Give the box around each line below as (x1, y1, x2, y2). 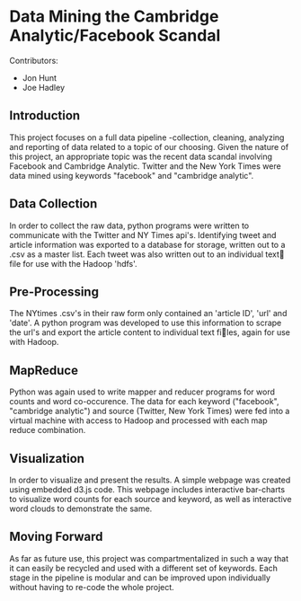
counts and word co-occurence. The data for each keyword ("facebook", (9, 396, 279, 407)
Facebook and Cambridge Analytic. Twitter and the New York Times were (9, 160, 281, 172)
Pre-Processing (9, 284, 99, 299)
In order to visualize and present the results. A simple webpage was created (9, 474, 291, 485)
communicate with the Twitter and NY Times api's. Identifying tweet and (9, 229, 277, 240)
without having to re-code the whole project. (9, 581, 175, 592)
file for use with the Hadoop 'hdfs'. (9, 258, 137, 269)
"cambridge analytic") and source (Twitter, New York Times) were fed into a (9, 406, 290, 417)
